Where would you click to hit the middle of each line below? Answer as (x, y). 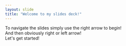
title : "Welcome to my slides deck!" (43, 14)
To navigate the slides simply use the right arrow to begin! (63, 28)
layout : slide (20, 9)
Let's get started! (22, 38)
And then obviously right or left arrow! (43, 33)
